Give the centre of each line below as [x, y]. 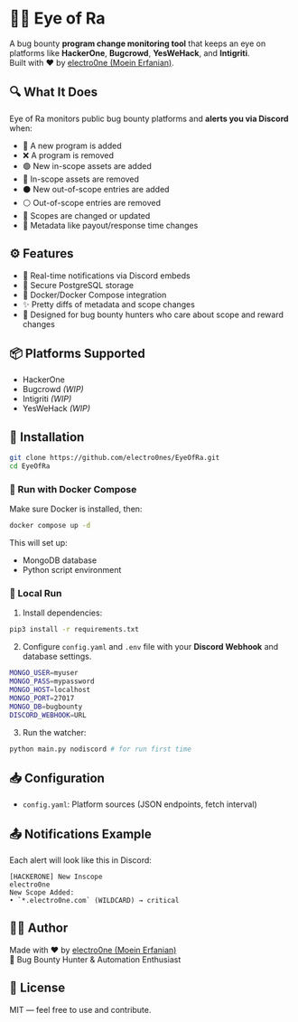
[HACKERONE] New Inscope [56, 877]
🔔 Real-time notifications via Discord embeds [107, 276]
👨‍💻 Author [39, 928]
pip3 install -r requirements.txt [74, 630]
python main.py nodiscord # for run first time [101, 749]
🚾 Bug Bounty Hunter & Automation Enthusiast [95, 959]
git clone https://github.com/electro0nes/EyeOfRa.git [115, 458]
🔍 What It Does [54, 93]
